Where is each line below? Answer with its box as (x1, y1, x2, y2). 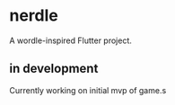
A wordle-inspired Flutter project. (9, 35, 133, 46)
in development (9, 61, 99, 76)
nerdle (9, 5, 58, 26)
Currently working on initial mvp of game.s (9, 84, 167, 95)
